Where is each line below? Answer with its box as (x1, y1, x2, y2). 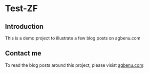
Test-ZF (5, 3, 38, 14)
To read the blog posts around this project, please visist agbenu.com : (5, 62, 145, 68)
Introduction (5, 22, 44, 31)
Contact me (5, 49, 42, 57)
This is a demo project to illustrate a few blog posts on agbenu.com (5, 35, 141, 41)
